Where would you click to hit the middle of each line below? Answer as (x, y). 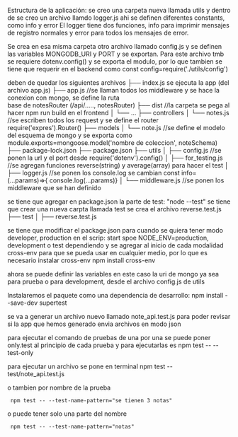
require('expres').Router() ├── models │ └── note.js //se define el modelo (116, 128)
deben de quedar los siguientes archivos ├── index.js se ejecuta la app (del (118, 83)
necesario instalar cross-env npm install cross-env (81, 260)
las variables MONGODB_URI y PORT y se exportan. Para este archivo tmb (116, 54)
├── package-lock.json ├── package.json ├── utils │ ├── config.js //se (114, 150)
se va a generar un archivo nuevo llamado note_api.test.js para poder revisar (119, 316)
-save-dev (23, 303)
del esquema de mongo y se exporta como (70, 135)
